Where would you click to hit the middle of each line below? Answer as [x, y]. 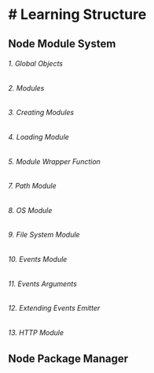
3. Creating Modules [41, 113]
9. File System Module [44, 235]
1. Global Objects [35, 64]
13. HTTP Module [36, 332]
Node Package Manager [68, 359]
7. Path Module [32, 186]
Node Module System [62, 44]
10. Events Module [38, 259]
